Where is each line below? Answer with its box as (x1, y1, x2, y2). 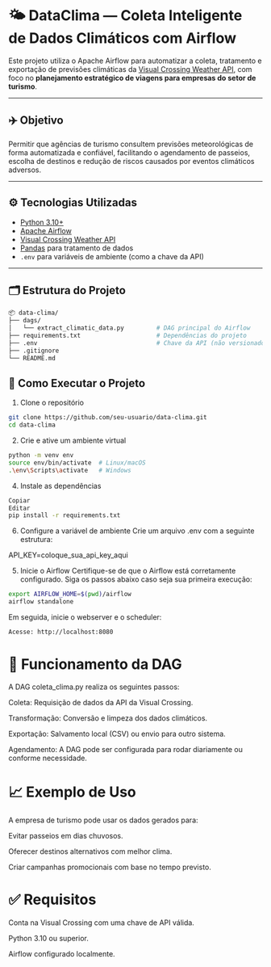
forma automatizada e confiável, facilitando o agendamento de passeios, (8, 147, 251, 158)
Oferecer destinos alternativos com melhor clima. (8, 846, 173, 856)
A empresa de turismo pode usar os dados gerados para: (8, 815, 199, 825)
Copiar (8, 496, 31, 505)
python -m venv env (8, 452, 74, 460)
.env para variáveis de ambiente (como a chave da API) (19, 251, 204, 261)
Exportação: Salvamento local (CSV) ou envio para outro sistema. (8, 729, 226, 738)
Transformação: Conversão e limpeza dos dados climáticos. (8, 713, 208, 723)
